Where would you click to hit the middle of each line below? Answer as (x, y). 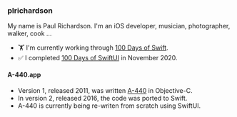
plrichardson (30, 11)
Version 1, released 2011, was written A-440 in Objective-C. (105, 90)
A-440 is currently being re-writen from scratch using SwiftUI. (109, 106)
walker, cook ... (30, 33)
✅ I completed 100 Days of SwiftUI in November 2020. (97, 58)
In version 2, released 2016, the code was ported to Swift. (102, 98)
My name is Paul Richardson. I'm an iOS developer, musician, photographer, (119, 26)
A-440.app (24, 74)
